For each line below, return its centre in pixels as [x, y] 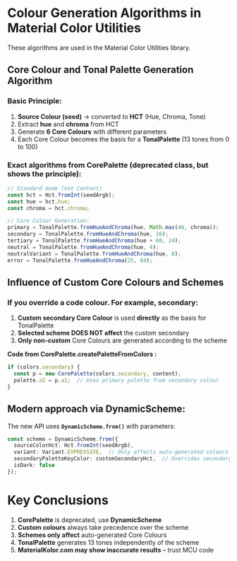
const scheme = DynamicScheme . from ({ [63, 439]
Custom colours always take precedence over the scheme [103, 527]
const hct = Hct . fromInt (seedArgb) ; [61, 195]
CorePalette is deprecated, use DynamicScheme [90, 520]
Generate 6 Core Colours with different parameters [92, 132]
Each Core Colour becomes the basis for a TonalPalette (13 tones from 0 [123, 139]
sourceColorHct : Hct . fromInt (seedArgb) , [74, 446]
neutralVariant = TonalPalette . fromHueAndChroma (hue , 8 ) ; [94, 254]
